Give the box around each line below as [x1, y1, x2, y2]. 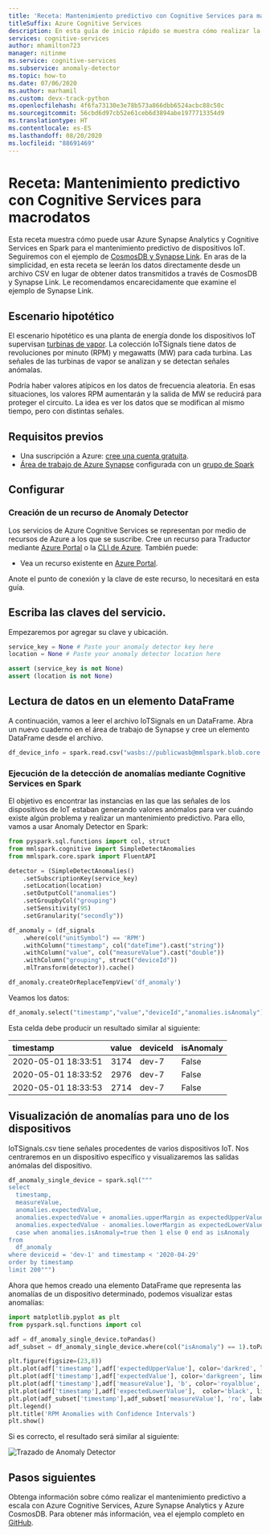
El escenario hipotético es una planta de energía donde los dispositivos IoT [8, 331, 256, 341]
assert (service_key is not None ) [8, 665, 125, 673]
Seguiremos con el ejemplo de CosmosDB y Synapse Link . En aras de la [8, 251, 247, 262]
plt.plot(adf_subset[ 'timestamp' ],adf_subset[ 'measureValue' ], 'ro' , [8, 1395, 247, 1403]
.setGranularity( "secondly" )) [22, 911, 125, 919]
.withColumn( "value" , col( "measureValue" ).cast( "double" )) [22, 948, 225, 957]
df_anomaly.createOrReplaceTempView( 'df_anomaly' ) [8, 978, 182, 987]
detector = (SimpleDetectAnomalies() [8, 867, 135, 875]
